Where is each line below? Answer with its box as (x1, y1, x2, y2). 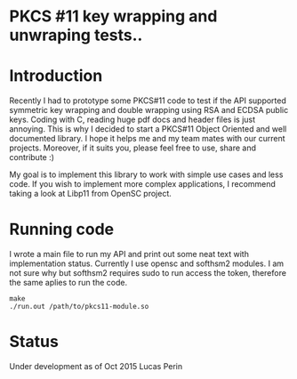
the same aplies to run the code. (9, 278, 127, 288)
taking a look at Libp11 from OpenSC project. (9, 189, 172, 199)
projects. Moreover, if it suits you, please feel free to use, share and (9, 142, 256, 153)
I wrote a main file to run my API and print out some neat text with (9, 249, 249, 260)
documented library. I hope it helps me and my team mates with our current (9, 133, 286, 144)
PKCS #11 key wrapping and (9, 6, 218, 27)
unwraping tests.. (9, 25, 143, 45)
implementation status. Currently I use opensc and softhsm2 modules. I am (9, 258, 285, 269)
